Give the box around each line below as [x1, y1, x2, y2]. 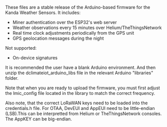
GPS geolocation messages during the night [12, 35, 104, 41]
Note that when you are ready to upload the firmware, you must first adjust [5, 85, 160, 91]
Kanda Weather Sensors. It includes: [5, 10, 81, 16]
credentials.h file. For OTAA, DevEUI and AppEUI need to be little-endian [5, 105, 155, 111]
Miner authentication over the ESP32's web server [12, 20, 117, 25]
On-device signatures [12, 55, 58, 61]
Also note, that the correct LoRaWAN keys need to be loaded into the [5, 100, 148, 106]
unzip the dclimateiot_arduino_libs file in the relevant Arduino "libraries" [5, 70, 153, 76]
